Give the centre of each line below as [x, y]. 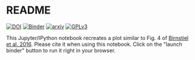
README [29, 10]
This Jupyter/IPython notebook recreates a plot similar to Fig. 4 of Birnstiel [97, 38]
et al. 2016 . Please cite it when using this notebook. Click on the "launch [94, 44]
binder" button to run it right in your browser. [61, 50]
